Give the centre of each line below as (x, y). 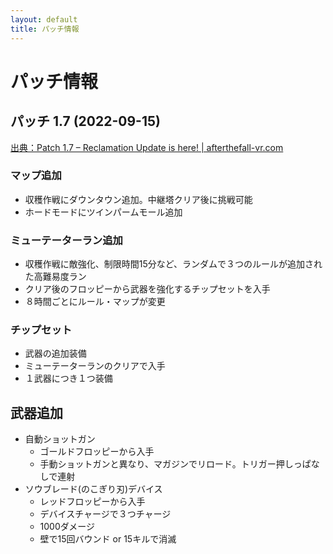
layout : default (44, 19)
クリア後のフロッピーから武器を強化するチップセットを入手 (147, 289)
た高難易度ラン (55, 277)
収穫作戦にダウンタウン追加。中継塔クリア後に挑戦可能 (138, 199)
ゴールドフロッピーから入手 (97, 452)
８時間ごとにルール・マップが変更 (95, 302)
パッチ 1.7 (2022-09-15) (85, 121)
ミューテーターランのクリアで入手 (95, 366)
